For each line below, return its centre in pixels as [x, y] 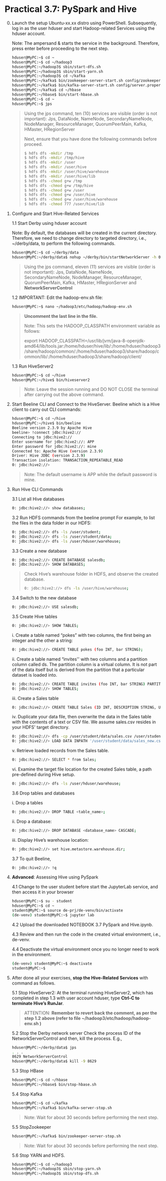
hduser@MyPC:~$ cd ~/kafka [40, 1103]
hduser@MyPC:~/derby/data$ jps [44, 1047]
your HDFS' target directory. [41, 727]
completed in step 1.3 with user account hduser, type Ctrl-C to [76, 998]
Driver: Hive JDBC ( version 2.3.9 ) [49, 456]
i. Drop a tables [27, 802]
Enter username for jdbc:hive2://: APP [53, 442]
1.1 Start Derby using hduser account [49, 223]
